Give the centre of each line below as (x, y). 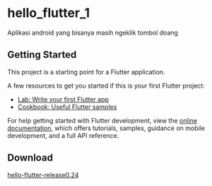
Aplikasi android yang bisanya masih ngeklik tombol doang (93, 33)
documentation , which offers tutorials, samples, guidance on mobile (106, 128)
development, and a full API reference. (63, 135)
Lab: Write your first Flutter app (63, 99)
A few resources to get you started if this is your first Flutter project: (106, 86)
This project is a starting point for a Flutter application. (86, 71)
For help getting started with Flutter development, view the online (102, 120)
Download (30, 158)
